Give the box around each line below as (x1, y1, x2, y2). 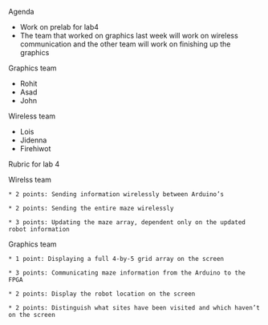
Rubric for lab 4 (8, 159, 60, 169)
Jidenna (19, 135, 47, 145)
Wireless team (8, 111, 56, 121)
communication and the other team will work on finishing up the (19, 39, 231, 49)
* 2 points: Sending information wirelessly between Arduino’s (8, 191, 225, 199)
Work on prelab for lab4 (19, 22, 99, 31)
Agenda (8, 7, 35, 16)
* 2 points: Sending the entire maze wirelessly (8, 204, 174, 212)
